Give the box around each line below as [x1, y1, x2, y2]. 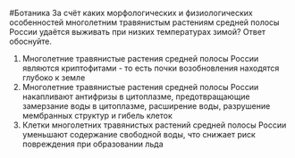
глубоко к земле [21, 72, 86, 83]
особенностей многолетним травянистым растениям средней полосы [9, 17, 280, 28]
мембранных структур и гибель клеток [21, 111, 173, 121]
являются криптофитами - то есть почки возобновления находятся [21, 62, 280, 73]
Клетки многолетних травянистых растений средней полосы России [21, 120, 287, 130]
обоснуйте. [9, 36, 52, 46]
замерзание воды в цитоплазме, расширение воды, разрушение [21, 101, 271, 111]
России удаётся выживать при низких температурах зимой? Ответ [9, 27, 266, 37]
